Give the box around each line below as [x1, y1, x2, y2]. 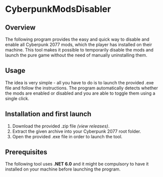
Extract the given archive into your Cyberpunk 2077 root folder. [12, 128, 141, 134]
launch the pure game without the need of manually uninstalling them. [5, 52, 147, 58]
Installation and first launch [5, 110, 91, 118]
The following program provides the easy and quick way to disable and [5, 36, 150, 42]
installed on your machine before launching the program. [5, 166, 121, 172]
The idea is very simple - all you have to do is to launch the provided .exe [5, 79, 154, 85]
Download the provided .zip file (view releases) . [12, 123, 110, 129]
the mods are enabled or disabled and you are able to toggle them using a [5, 90, 156, 96]
